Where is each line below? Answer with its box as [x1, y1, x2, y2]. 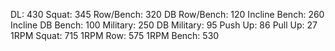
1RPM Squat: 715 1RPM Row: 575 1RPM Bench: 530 [10, 30, 220, 41]
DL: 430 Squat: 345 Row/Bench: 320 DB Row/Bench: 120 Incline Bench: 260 [10, 9, 325, 20]
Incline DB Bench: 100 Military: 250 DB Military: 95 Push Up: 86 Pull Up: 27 [10, 19, 318, 31]
